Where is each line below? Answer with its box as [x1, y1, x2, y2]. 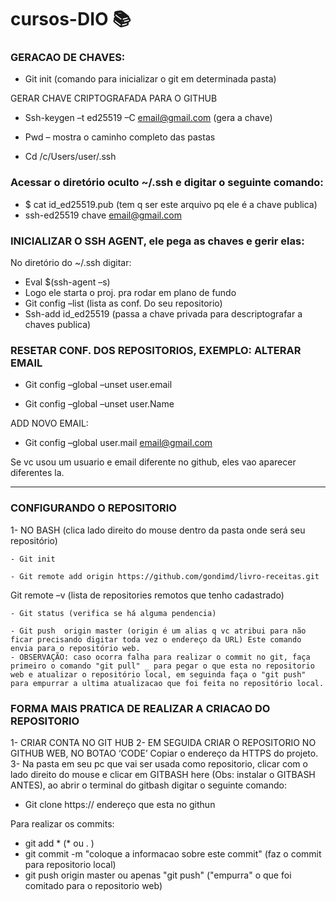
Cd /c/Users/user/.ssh [24, 151, 117, 163]
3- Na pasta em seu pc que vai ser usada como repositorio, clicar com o [10, 757, 308, 770]
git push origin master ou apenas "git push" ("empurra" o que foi [24, 869, 292, 881]
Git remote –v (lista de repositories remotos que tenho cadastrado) [10, 589, 285, 601]
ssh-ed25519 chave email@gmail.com [24, 209, 182, 221]
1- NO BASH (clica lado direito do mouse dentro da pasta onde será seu [10, 524, 306, 536]
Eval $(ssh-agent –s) [24, 276, 111, 288]
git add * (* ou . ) [24, 837, 95, 849]
